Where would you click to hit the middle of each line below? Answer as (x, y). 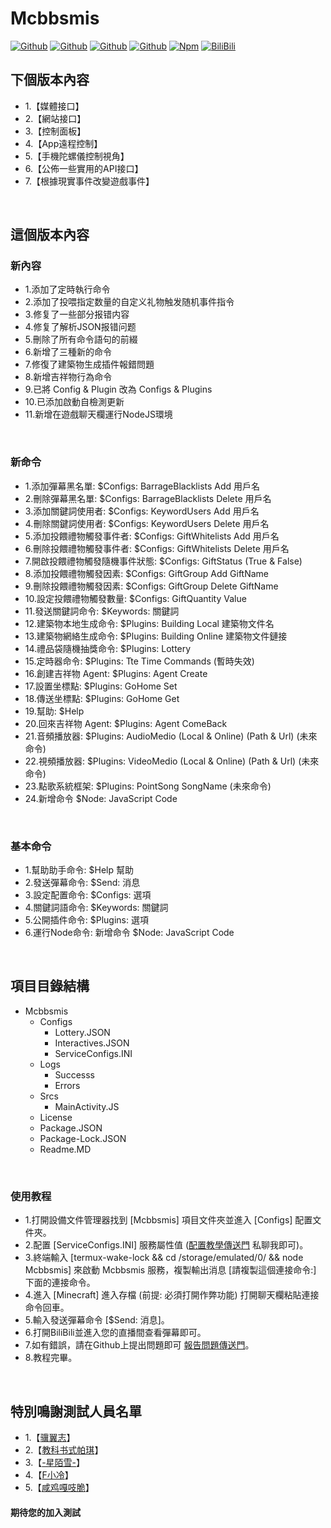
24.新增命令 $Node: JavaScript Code (101, 798)
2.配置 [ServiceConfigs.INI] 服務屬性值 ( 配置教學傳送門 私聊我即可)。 (166, 1245)
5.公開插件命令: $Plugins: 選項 (86, 920)
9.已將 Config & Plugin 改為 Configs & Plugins (118, 389)
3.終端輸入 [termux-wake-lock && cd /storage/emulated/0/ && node (164, 1258)
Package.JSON (71, 1128)
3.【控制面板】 (55, 131)
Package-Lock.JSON (83, 1138)
